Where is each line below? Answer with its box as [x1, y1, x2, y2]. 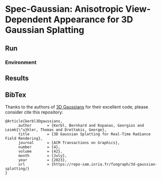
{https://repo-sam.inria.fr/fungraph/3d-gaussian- [51, 162, 158, 167]
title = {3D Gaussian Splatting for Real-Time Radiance [18, 132, 151, 137]
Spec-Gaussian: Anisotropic [5, 3, 124, 15]
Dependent [5, 14, 52, 25]
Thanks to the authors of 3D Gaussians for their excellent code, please [5, 104, 149, 109]
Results [5, 74, 29, 82]
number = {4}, [18, 144, 61, 149]
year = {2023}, [18, 157, 67, 162]
